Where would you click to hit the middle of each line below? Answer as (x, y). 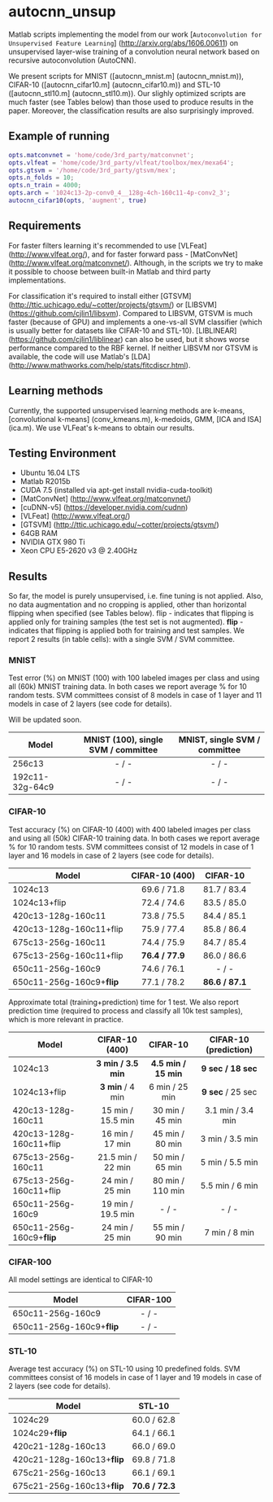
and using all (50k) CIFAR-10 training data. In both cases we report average (134, 838)
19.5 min (117, 1214)
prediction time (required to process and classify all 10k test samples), (126, 1010)
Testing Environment (62, 453)
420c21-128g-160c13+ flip (68, 1460)
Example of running (59, 136)
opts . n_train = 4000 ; (45, 186)
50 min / (169, 1157)
